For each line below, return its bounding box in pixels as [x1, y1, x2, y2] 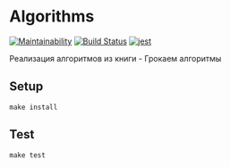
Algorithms [9, 6, 95, 27]
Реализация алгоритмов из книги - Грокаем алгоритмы [9, 53, 222, 63]
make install [9, 103, 58, 112]
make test [9, 150, 47, 160]
